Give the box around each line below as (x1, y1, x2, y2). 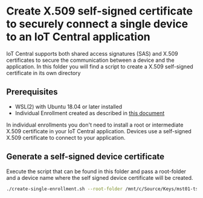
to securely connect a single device (6, 17, 188, 31)
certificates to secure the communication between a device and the (6, 56, 175, 64)
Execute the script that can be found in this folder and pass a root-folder (6, 168, 186, 175)
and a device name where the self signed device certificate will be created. (6, 174, 193, 181)
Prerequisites (6, 87, 58, 97)
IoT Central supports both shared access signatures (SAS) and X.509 (6, 50, 178, 57)
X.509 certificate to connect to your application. (6, 134, 126, 141)
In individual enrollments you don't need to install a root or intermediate (6, 121, 184, 128)
